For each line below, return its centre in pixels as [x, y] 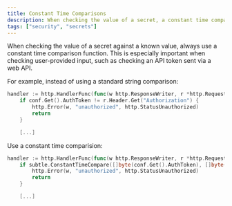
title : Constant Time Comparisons [57, 13]
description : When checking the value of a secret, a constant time [108, 20]
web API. [20, 68]
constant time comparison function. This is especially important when [106, 53]
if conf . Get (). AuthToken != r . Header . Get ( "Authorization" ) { [109, 101]
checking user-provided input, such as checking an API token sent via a [109, 61]
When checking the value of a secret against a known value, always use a [112, 46]
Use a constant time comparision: [55, 145]
